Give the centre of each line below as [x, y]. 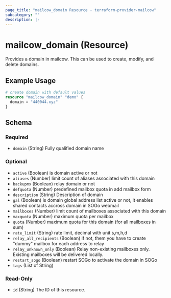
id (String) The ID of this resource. [49, 289]
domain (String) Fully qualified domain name [58, 148]
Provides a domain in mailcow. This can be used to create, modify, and [80, 59]
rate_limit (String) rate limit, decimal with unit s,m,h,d [70, 232]
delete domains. [22, 65]
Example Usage [31, 81]
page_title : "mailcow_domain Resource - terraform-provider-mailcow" [81, 10]
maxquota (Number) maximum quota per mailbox [63, 216]
